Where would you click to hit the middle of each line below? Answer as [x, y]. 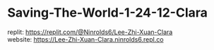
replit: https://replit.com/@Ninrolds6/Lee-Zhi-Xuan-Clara [90, 32]
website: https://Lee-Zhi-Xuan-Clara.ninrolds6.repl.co [85, 39]
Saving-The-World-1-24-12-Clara [108, 13]
